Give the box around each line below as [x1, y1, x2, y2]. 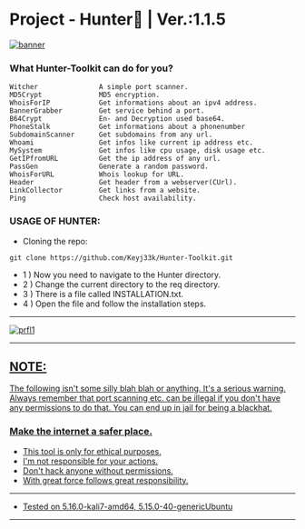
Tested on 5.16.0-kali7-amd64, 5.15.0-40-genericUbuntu [22, 501, 233, 512]
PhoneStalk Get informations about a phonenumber [9, 123, 246, 132]
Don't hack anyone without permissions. [22, 464, 174, 476]
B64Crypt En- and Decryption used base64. [9, 115, 225, 124]
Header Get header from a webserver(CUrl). [9, 178, 238, 187]
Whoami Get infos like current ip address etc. [9, 138, 254, 147]
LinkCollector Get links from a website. [9, 186, 202, 195]
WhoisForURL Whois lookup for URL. [9, 170, 184, 179]
